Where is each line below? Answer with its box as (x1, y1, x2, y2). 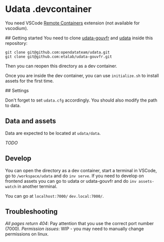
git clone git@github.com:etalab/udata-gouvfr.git (5, 54, 112, 59)
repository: (5, 40, 28, 46)
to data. (5, 102, 21, 108)
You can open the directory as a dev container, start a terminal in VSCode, (5, 167, 157, 173)
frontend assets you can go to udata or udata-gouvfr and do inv (5, 178, 137, 184)
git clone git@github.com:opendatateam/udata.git (5, 50, 110, 55)
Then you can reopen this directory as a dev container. (5, 63, 118, 69)
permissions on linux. (5, 231, 49, 237)
